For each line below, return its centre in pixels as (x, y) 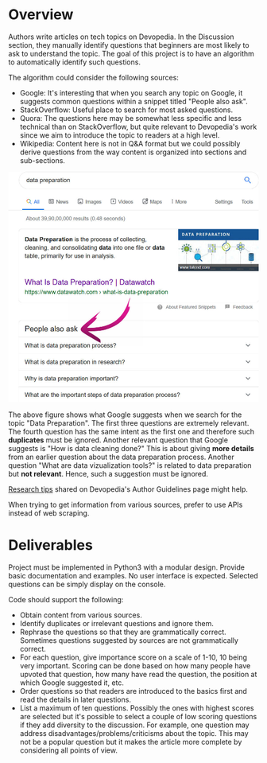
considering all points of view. (68, 750)
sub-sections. (43, 160)
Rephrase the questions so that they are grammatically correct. (123, 632)
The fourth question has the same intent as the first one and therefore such (131, 431)
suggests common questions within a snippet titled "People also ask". (133, 101)
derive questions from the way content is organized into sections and (133, 152)
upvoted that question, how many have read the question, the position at (138, 674)
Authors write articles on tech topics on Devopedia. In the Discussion (121, 37)
